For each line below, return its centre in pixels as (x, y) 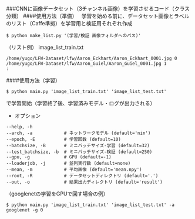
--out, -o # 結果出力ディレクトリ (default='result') (84, 182)
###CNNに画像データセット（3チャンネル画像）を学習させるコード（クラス (98, 9)
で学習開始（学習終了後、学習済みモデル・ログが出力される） (81, 103)
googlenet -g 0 (25, 210)
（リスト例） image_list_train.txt (45, 47)
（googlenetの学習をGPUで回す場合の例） (57, 194)
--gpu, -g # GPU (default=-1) (59, 157)
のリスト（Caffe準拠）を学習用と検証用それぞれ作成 (69, 23)
